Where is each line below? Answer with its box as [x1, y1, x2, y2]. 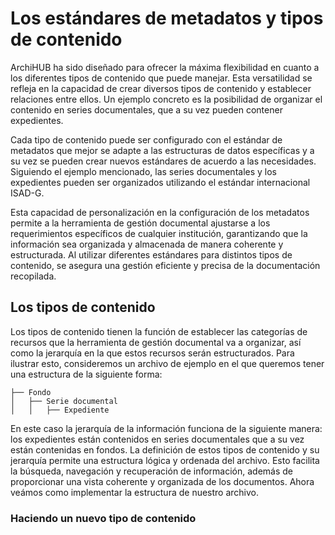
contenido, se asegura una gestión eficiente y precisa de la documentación [10, 259, 321, 271]
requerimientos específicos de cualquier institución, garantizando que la [10, 227, 308, 239]
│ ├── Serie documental [10, 396, 118, 406]
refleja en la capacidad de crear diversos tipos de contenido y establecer [10, 82, 312, 94]
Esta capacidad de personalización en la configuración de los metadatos [10, 206, 310, 218]
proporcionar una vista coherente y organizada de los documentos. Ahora [10, 475, 315, 487]
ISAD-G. [10, 187, 45, 199]
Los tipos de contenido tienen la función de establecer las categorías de [10, 325, 308, 337]
